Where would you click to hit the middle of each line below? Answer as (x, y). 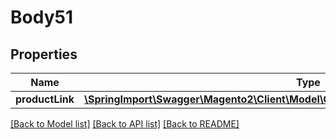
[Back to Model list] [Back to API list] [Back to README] (125, 124)
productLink (45, 99)
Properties (44, 54)
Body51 (41, 17)
